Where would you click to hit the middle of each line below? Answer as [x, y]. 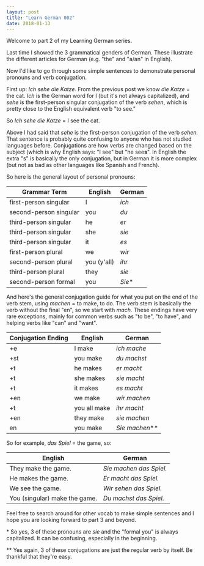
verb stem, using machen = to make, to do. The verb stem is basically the [99, 303]
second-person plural [41, 262]
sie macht [130, 378]
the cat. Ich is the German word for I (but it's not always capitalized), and [98, 96]
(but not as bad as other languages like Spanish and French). [83, 165]
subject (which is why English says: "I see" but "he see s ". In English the [96, 152]
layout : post [23, 12]
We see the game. [35, 488]
